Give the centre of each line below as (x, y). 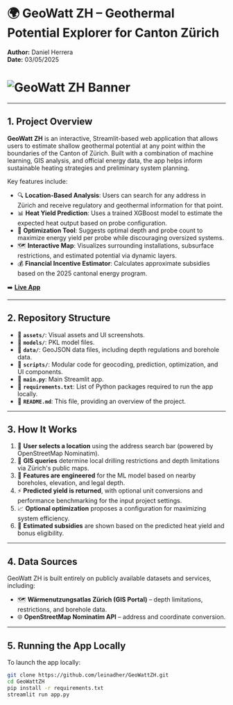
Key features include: (37, 181)
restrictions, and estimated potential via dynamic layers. (97, 255)
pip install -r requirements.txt (55, 688)
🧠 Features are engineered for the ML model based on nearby (106, 475)
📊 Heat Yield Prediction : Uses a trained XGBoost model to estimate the (120, 213)
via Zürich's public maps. (53, 468)
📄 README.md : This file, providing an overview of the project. (101, 401)
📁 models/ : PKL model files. (56, 342)
